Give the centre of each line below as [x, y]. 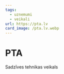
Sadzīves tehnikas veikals [32, 67]
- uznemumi [21, 14]
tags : [11, 10]
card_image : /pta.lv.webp [32, 28]
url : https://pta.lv [27, 24]
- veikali [20, 19]
